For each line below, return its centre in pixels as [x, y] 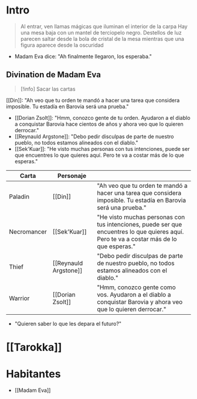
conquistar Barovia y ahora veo [140, 302]
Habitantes [33, 374]
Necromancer [28, 232]
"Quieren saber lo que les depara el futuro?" [68, 324]
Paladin [19, 197]
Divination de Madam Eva [54, 75]
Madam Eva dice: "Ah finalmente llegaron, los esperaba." [83, 56]
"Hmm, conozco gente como [136, 287]
